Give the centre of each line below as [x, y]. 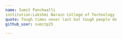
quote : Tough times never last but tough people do [61, 19]
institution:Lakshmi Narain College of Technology [60, 15]
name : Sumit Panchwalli [30, 10]
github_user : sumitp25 [29, 24]
